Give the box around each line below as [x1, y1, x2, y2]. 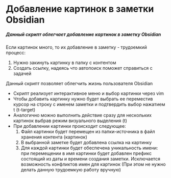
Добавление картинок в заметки [6, 3, 154, 15]
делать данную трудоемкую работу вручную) [20, 167, 121, 173]
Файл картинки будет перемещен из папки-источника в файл [20, 129, 155, 135]
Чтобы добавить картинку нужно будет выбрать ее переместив [13, 96, 153, 102]
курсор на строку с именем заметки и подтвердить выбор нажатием [13, 101, 165, 108]
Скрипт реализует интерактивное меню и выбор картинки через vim [13, 90, 164, 96]
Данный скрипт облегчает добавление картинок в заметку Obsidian [6, 31, 161, 37]
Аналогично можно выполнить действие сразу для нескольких [13, 112, 152, 118]
